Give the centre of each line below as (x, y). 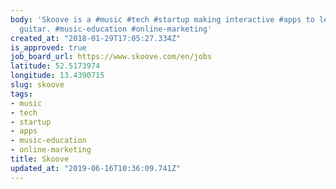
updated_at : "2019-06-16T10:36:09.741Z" (96, 168)
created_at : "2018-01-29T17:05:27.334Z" (96, 38)
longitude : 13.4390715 (57, 76)
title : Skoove (40, 159)
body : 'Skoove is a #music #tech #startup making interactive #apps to (162, 19)
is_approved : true (48, 47)
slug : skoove (37, 85)
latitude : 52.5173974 (55, 66)
